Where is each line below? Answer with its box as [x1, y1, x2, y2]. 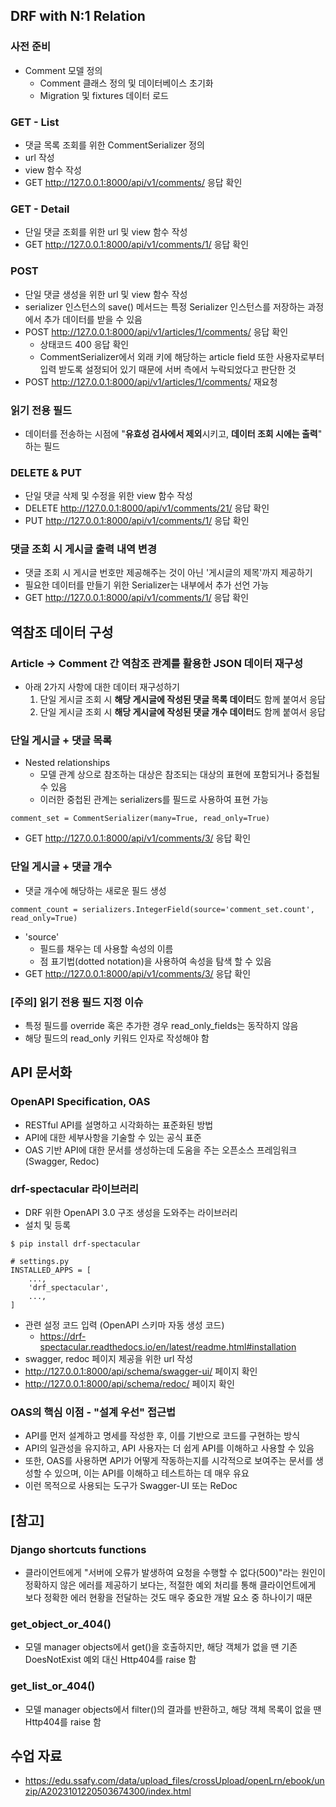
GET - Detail [10, 202, 70, 216]
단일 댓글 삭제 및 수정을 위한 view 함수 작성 [24, 490, 194, 502]
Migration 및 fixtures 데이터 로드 [39, 89, 169, 101]
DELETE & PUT [10, 465, 83, 479]
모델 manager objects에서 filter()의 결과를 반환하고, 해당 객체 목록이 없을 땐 [24, 1703, 322, 1715]
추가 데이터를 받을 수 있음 [43, 313, 143, 325]
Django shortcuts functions [10, 1542, 147, 1556]
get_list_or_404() [10, 1679, 96, 1693]
